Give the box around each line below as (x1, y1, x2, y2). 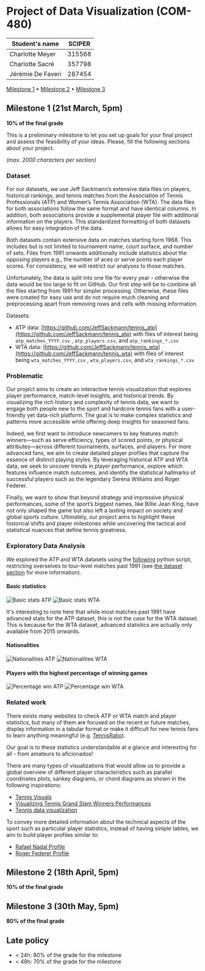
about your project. (6, 144, 55, 151)
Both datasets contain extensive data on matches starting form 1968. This (6, 236, 192, 244)
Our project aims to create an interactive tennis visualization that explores (6, 386, 192, 393)
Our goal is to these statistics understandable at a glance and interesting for (6, 743, 197, 751)
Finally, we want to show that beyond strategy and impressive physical (6, 494, 184, 501)
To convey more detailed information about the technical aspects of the (6, 818, 186, 825)
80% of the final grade (6, 917, 65, 925)
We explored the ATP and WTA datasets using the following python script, (6, 555, 192, 563)
